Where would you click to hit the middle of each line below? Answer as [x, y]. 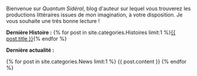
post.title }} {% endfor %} [36, 39]
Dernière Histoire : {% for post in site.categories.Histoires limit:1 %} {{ [91, 32]
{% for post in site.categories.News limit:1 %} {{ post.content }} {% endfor [96, 62]
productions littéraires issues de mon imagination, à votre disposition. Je [94, 15]
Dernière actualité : [30, 50]
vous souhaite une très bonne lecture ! [53, 21]
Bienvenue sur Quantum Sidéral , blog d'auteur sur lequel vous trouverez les [98, 9]
